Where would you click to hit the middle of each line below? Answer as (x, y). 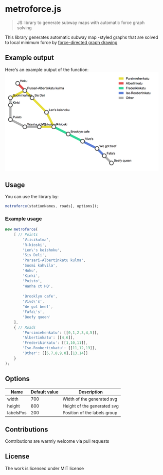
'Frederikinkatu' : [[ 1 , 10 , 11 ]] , (55, 343)
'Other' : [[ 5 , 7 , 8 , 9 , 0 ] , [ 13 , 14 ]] (55, 353)
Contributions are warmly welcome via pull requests (57, 441)
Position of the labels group (90, 412)
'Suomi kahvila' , (40, 266)
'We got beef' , (38, 307)
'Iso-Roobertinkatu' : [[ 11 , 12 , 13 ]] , (60, 348)
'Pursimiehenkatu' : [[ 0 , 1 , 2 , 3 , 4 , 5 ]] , (61, 333)
